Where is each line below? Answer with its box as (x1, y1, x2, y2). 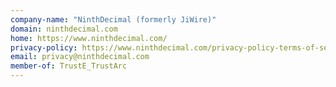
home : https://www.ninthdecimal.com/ (10, 33, 168, 43)
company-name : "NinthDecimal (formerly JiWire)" (10, 14, 217, 25)
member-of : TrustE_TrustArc (10, 61, 128, 71)
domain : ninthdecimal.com (10, 24, 118, 34)
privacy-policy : (10, 42, 78, 53)
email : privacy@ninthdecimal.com (10, 52, 150, 62)
